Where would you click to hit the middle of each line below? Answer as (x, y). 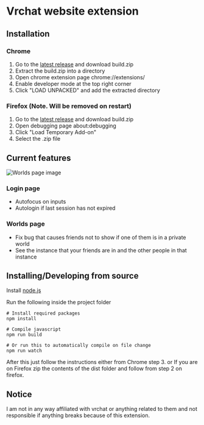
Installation (28, 34)
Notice (19, 394)
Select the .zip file (38, 139)
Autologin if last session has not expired (65, 208)
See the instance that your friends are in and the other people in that (101, 250)
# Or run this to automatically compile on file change (79, 346)
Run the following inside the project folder (59, 302)
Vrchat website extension (72, 11)
